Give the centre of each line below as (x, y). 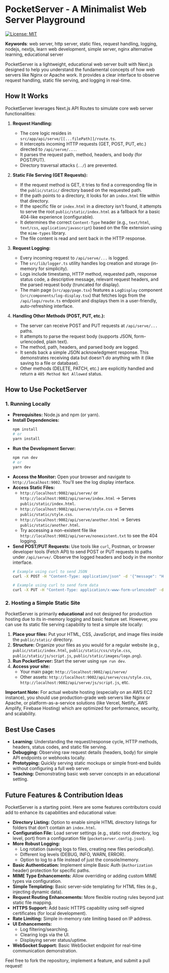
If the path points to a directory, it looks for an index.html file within (90, 196)
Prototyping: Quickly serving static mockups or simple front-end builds (87, 763)
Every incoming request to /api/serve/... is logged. (74, 257)
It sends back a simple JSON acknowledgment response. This (84, 352)
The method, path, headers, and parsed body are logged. (79, 347)
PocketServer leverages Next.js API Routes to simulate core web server (79, 108)
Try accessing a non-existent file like (58, 530)
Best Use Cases (30, 729)
